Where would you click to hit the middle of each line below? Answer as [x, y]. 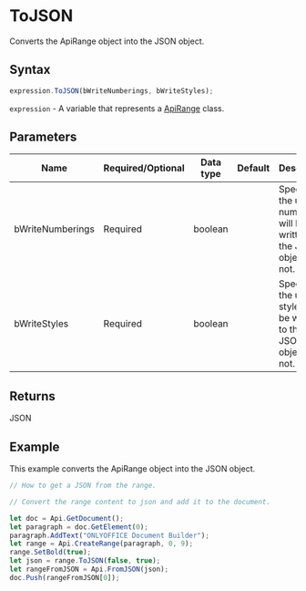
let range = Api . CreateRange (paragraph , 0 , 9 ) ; [102, 544]
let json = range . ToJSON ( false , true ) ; [85, 561]
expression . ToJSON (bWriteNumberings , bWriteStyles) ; [112, 91]
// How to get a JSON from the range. [83, 486]
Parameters [43, 137]
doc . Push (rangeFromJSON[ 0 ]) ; [65, 577]
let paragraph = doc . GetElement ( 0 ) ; [79, 527]
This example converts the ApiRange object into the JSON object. [133, 469]
